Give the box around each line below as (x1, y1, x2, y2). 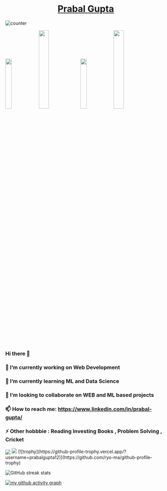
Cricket (5, 436, 24, 443)
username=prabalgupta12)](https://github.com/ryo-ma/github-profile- (5, 455, 153, 461)
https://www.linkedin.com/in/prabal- (58, 405, 152, 413)
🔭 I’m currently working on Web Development (5, 364, 121, 371)
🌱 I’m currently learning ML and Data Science (5, 378, 120, 385)
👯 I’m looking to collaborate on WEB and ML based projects (5, 391, 154, 398)
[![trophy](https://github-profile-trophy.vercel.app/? (17, 448, 127, 455)
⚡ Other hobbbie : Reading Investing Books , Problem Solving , (5, 428, 162, 435)
